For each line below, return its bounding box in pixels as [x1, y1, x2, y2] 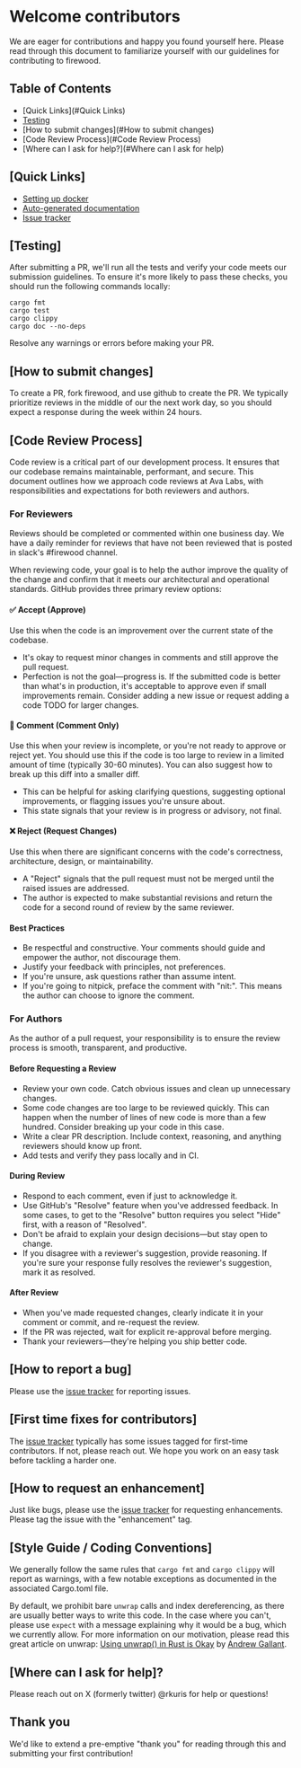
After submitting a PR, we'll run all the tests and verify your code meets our [9, 262, 288, 273]
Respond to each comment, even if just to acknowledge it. [22, 1190, 238, 1201]
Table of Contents [9, 81, 112, 96]
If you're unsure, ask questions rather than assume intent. [22, 971, 236, 982]
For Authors [9, 1012, 63, 1025]
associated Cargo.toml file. [9, 1583, 110, 1594]
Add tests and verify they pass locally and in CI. [22, 1150, 199, 1161]
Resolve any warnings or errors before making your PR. [9, 338, 215, 349]
